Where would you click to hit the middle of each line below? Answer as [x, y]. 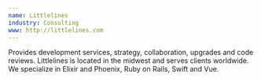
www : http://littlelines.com [56, 30]
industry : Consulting [44, 23]
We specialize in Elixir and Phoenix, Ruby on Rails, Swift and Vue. [114, 69]
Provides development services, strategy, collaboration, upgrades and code [131, 53]
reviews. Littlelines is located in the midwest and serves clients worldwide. [129, 61]
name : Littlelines [38, 15]
